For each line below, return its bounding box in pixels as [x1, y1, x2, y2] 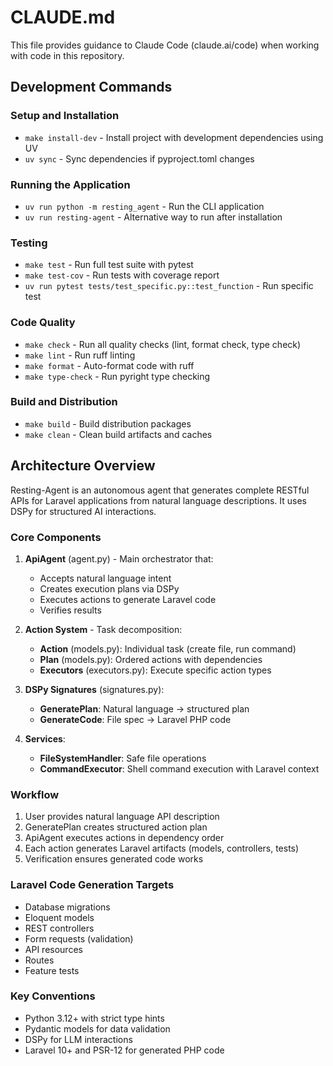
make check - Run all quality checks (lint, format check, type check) [24, 338, 302, 350]
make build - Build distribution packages [24, 417, 192, 430]
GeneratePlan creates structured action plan [24, 821, 208, 833]
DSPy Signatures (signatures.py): [24, 683, 165, 695]
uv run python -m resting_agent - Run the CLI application [24, 200, 265, 212]
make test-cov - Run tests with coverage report [24, 269, 220, 281]
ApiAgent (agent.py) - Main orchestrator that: [24, 552, 214, 565]
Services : [24, 732, 66, 745]
